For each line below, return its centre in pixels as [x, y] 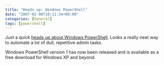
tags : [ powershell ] [25, 23]
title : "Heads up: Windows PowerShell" [46, 10]
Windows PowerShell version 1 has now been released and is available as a [82, 52]
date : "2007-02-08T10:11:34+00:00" [42, 14]
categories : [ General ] [29, 19]
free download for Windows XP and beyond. [50, 58]
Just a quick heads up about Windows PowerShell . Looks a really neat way [82, 37]
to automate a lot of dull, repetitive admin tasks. [54, 43]
